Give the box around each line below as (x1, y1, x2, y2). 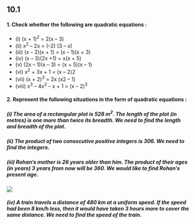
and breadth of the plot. (6, 123, 66, 130)
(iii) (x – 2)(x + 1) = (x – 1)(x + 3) (15, 48, 91, 55)
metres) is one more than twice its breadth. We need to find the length (6, 117, 181, 124)
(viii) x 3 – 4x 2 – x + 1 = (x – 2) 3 (15, 82, 88, 90)
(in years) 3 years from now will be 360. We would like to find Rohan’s (6, 165, 180, 172)
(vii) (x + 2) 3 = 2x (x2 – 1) (15, 74, 76, 83)
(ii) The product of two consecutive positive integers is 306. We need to (6, 138, 185, 145)
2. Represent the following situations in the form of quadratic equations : (6, 96, 187, 103)
